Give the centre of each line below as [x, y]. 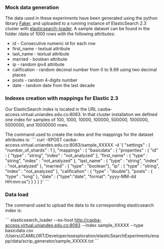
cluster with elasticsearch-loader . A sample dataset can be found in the [78, 29]
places [19, 75]
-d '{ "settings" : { [132, 145]
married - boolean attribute [40, 59]
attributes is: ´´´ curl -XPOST [34, 139]
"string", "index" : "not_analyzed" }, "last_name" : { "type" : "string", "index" [82, 161]
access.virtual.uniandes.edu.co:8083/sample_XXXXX [59, 145]
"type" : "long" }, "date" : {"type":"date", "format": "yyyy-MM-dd [71, 176]
